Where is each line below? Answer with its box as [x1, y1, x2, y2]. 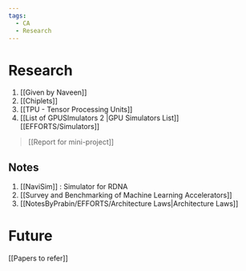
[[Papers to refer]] [8, 253, 68, 263]
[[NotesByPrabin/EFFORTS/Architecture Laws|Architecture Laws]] [19, 199, 239, 208]
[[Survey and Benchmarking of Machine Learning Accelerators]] [19, 190, 232, 200]
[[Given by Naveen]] [19, 87, 87, 97]
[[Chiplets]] [19, 96, 58, 106]
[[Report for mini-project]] [27, 137, 115, 147]
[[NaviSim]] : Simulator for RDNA [19, 182, 128, 192]
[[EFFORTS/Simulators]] [19, 122, 100, 131]
